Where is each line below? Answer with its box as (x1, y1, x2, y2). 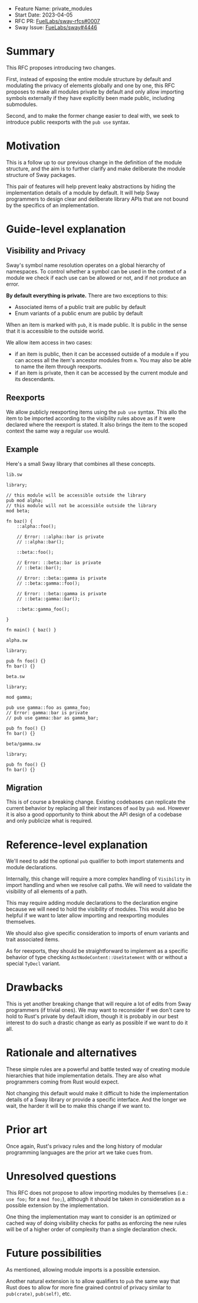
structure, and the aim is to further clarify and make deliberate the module (6, 165, 186, 172)
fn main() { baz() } (6, 627, 57, 633)
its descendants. (14, 375, 55, 382)
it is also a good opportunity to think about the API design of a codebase (6, 811, 182, 818)
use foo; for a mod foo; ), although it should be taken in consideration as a (6, 1195, 186, 1202)
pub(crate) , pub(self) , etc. (6, 1290, 72, 1297)
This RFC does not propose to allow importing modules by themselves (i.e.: (6, 1189, 189, 1196)
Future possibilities (6, 1247, 102, 1260)
